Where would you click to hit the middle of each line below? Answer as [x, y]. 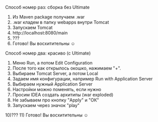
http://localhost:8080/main [40, 33]
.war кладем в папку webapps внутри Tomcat [60, 22]
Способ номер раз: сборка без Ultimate [47, 7]
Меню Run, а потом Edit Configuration [52, 63]
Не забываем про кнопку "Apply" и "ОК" [55, 100]
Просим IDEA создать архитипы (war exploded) [63, 95]
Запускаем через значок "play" [46, 105]
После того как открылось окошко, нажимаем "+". [67, 68]
